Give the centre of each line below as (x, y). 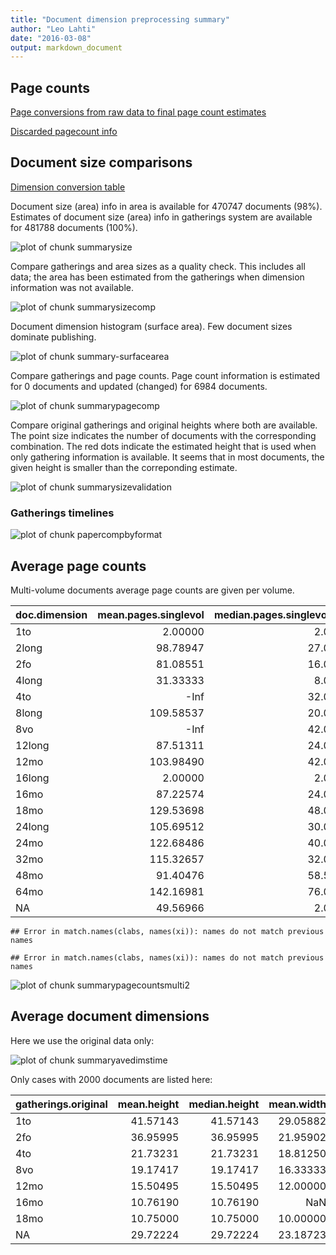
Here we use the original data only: (82, 1040)
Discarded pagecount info (64, 132)
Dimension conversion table (68, 187)
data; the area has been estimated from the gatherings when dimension (157, 277)
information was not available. (72, 287)
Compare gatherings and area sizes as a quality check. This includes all (158, 266)
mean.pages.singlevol (151, 614)
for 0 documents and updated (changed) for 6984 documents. (139, 386)
